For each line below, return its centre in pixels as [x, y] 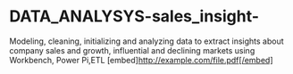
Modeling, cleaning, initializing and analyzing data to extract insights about [146, 41]
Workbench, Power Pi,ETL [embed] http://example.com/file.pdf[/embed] [142, 60]
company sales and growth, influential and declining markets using [132, 50]
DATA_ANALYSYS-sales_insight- [134, 16]
